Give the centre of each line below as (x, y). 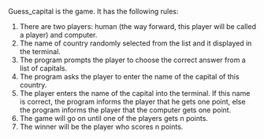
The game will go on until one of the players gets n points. (114, 118)
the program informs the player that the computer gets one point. (125, 110)
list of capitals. (43, 68)
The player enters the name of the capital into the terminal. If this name (135, 93)
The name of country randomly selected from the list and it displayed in (136, 43)
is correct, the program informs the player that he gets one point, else (132, 102)
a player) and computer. (58, 35)
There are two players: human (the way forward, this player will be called (138, 26)
